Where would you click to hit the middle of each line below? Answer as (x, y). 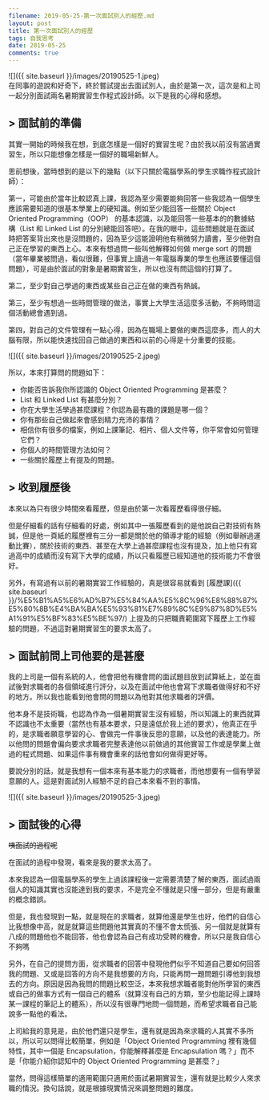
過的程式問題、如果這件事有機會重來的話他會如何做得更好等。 (110, 754)
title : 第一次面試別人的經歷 (51, 31)
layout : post (30, 23)
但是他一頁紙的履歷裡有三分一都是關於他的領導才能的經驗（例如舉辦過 (138, 536)
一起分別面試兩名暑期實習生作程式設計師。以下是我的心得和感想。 (117, 96)
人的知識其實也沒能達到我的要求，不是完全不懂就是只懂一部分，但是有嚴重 (138, 890)
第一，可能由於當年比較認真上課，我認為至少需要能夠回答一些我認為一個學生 (134, 198)
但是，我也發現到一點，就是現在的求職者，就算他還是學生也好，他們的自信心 (134, 917)
